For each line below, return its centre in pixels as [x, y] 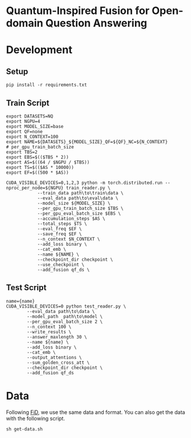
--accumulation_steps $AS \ [71, 219]
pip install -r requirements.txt [47, 85]
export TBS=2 [22, 152]
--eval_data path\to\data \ [61, 311]
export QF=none [24, 132]
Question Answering [96, 23]
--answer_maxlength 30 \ [57, 337]
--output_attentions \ [54, 357]
